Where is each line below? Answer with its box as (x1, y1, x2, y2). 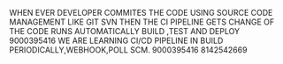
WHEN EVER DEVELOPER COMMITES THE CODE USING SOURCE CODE (9, 8, 273, 18)
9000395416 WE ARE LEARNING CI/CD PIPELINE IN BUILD (9, 35, 224, 46)
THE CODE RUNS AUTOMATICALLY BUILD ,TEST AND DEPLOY (9, 26, 241, 36)
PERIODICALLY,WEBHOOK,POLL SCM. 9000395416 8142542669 (9, 45, 248, 55)
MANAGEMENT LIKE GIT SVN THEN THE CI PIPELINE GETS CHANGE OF (9, 17, 275, 27)
